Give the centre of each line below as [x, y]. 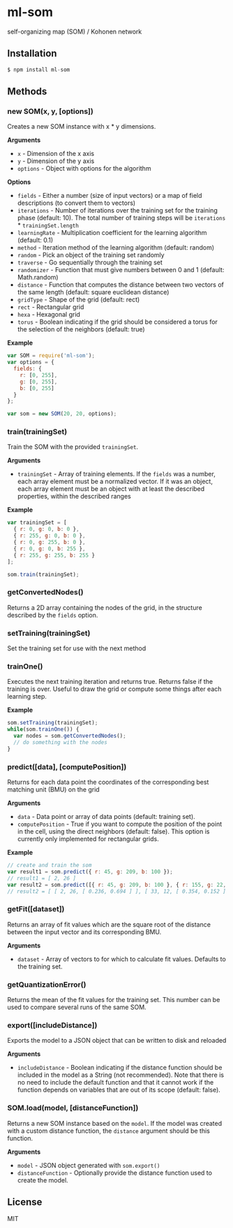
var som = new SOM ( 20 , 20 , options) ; [62, 414]
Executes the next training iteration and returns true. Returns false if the [110, 682]
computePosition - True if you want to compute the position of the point [120, 824]
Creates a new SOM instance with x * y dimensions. [82, 127]
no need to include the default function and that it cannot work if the [115, 1083]
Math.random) [38, 278]
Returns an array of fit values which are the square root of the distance [109, 924]
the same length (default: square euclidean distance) [93, 292]
